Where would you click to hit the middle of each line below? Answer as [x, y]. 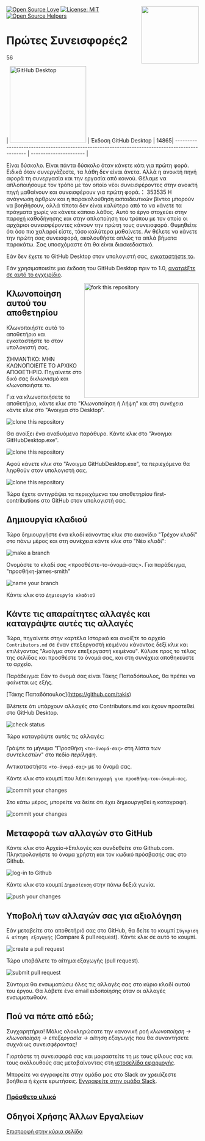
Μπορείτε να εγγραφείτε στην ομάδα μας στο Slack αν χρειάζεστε [92, 1074]
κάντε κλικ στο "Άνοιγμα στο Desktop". [56, 410]
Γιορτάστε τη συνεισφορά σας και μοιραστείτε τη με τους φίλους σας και [100, 1056]
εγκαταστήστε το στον [35, 341]
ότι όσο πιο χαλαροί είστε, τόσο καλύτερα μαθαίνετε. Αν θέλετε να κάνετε [102, 231]
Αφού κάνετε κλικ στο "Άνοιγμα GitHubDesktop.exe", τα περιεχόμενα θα [98, 463]
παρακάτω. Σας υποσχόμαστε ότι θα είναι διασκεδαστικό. [80, 244]
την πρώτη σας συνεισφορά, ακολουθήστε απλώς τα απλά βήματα [92, 238]
